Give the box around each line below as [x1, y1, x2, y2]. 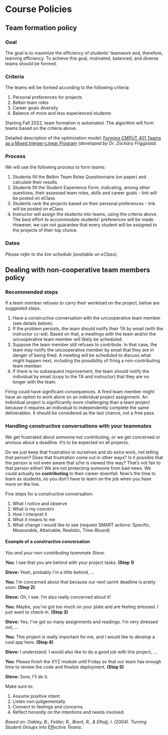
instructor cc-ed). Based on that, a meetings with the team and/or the [12, 331, 156, 337]
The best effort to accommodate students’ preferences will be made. [12, 217, 155, 223]
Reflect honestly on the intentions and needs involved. [12, 709, 125, 715]
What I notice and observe [12, 500, 68, 506]
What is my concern [12, 506, 54, 512]
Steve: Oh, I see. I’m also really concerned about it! [5, 594, 111, 600]
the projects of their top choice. [12, 227, 78, 233]
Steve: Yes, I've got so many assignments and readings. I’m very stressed [5, 619, 158, 625]
